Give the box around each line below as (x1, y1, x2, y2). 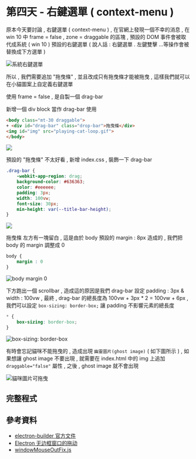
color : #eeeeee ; (16, 184, 57, 190)
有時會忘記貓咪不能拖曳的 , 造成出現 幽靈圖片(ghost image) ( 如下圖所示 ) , (6, 347, 183, 354)
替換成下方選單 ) (6, 48, 46, 55)
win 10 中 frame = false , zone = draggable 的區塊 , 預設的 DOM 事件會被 (6, 33, 181, 40)
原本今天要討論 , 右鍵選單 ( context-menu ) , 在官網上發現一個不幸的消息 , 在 (6, 26, 190, 33)
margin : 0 (16, 259, 43, 265)
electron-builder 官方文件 (14, 432, 76, 439)
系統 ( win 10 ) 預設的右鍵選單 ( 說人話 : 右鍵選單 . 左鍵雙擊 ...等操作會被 (16, 41, 190, 48)
